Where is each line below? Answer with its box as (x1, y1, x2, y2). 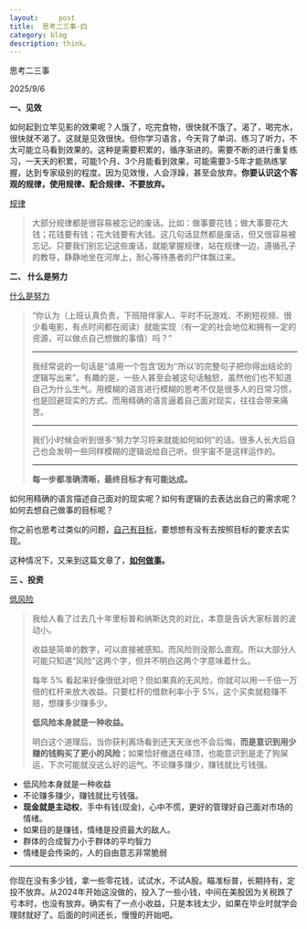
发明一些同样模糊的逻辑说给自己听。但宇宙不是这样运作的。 (56, 446, 281, 457)
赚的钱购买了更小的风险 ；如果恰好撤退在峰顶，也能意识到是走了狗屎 (31, 748, 289, 759)
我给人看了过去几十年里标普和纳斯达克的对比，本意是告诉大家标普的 (31, 613, 289, 624)
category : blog (9, 30, 68, 39)
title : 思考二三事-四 (9, 22, 88, 31)
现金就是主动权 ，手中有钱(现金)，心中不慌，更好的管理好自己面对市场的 (22, 801, 294, 813)
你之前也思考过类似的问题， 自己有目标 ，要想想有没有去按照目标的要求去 (9, 524, 281, 535)
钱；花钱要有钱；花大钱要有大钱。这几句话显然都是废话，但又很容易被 (31, 229, 297, 240)
